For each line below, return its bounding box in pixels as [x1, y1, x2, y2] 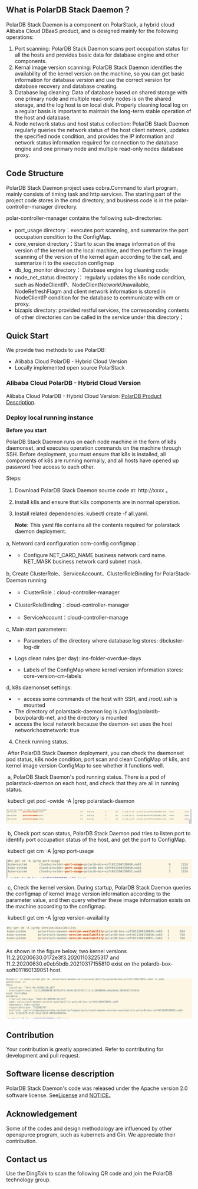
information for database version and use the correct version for [14, 76, 171, 83]
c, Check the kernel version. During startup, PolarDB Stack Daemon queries [7, 884, 192, 891]
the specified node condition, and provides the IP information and [14, 133, 174, 140]
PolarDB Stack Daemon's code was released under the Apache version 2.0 [6, 1085, 188, 1092]
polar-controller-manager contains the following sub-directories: [6, 214, 163, 222]
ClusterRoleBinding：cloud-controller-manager [14, 601, 130, 608]
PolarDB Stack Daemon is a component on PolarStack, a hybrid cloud [6, 21, 175, 28]
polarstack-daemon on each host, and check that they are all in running [6, 780, 180, 787]
